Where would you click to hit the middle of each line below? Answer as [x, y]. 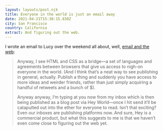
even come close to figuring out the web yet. [62, 123]
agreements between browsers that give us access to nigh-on [80, 66]
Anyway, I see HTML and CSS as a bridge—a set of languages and [84, 61]
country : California [26, 28]
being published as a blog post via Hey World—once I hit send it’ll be [87, 102]
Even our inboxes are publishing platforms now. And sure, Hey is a [84, 113]
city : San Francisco [26, 23]
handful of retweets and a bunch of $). [56, 87]
